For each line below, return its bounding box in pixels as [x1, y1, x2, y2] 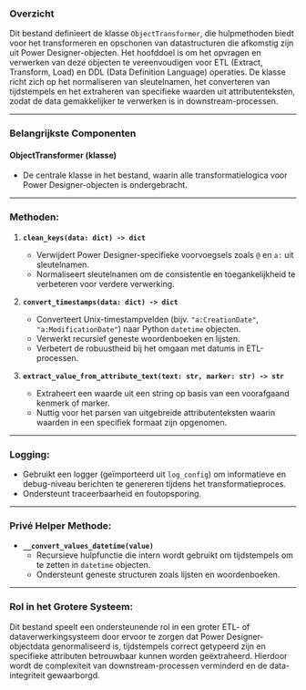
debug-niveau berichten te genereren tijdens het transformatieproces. [22, 479, 287, 489]
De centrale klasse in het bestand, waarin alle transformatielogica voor [22, 170, 289, 180]
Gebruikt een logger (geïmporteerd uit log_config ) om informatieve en [22, 469, 287, 480]
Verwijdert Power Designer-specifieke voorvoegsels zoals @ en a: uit [36, 249, 294, 260]
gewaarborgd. [46, 669, 100, 681]
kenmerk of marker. [36, 397, 111, 408]
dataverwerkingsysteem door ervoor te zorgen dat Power [9, 631, 225, 642]
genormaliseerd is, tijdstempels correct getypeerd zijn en [51, 641, 266, 652]
